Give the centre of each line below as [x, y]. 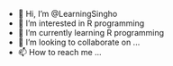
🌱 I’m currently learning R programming [91, 33]
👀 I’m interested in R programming [81, 23]
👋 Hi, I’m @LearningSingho [68, 14]
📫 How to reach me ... [59, 52]
